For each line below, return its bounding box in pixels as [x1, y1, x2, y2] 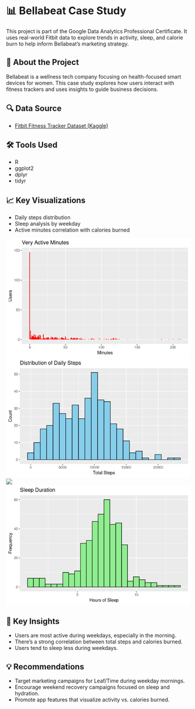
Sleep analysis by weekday [14, 220, 81, 227]
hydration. [14, 690, 39, 697]
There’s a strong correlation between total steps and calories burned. [14, 638, 183, 645]
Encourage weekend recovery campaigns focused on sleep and [14, 684, 170, 691]
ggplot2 [14, 165, 34, 172]
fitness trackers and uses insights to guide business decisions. [6, 86, 158, 93]
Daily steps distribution [14, 214, 71, 221]
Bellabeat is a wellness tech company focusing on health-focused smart [6, 73, 181, 80]
